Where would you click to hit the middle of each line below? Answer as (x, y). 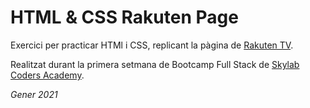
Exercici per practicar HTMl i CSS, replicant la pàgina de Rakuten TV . (152, 45)
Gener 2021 (34, 94)
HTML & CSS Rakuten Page (124, 17)
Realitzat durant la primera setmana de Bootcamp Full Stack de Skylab (155, 64)
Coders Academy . (47, 75)
